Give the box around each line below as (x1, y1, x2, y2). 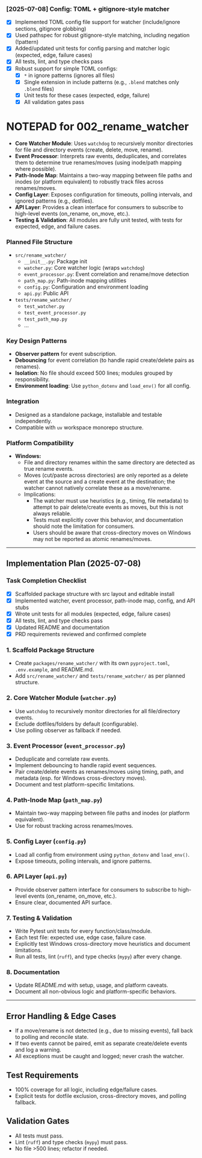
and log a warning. (14, 1046, 61, 1053)
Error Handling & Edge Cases (6, 1011, 117, 1021)
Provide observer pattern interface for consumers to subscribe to (14, 886, 177, 893)
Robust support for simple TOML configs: (14, 65, 118, 72)
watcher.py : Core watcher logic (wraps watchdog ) (23, 264, 145, 272)
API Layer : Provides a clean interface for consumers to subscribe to (14, 203, 183, 210)
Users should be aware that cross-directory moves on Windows (32, 528, 191, 536)
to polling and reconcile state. (14, 1034, 89, 1041)
